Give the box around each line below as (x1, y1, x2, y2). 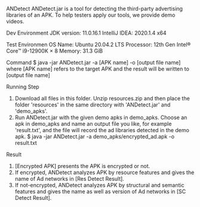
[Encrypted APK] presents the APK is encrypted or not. (14, 163, 150, 169)
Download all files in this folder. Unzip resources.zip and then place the (14, 95, 190, 102)
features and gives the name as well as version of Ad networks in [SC (14, 188, 186, 195)
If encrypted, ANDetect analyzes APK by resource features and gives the (14, 169, 195, 176)
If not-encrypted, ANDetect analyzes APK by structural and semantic (14, 182, 184, 188)
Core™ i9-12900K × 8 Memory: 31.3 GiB (6, 47, 103, 54)
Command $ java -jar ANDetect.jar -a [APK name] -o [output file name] (6, 59, 181, 66)
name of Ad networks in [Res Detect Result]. (14, 175, 124, 182)
